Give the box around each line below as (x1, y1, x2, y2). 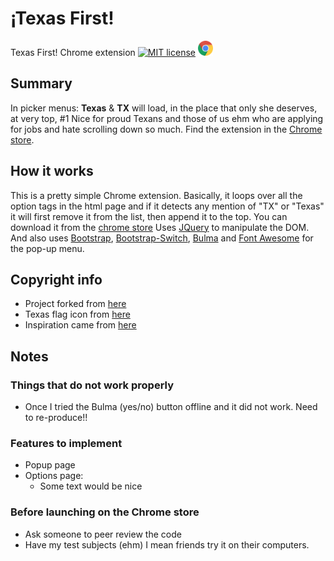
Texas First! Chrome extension (10, 46, 136, 58)
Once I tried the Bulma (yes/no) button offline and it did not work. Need (24, 401, 318, 413)
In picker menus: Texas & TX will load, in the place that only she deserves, (10, 102, 318, 114)
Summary (10, 75, 73, 92)
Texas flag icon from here (24, 308, 131, 321)
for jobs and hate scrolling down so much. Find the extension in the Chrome (10, 123, 323, 135)
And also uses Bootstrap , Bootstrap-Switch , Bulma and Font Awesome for (10, 232, 314, 244)
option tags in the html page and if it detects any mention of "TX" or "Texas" (10, 200, 325, 212)
